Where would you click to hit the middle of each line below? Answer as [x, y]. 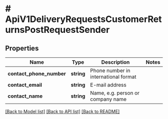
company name [108, 99]
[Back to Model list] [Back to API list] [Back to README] [62, 112]
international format [113, 77]
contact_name [25, 96]
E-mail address [108, 85]
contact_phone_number [37, 74]
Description [115, 62]
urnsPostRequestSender [57, 30]
